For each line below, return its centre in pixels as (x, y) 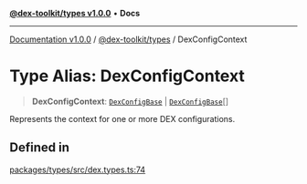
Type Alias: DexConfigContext (127, 76)
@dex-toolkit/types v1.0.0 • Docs (75, 13)
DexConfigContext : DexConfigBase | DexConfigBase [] (130, 101)
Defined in (40, 148)
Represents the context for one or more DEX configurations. (122, 118)
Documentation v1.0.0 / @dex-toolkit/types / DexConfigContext (128, 39)
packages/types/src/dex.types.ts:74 (78, 169)
